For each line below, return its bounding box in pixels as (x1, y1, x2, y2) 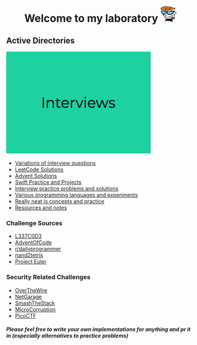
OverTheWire (14, 286, 48, 293)
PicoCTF (14, 312, 37, 319)
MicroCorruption (14, 305, 56, 313)
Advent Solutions (14, 172, 57, 179)
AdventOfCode (14, 239, 52, 246)
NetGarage (14, 293, 42, 300)
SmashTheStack (14, 299, 56, 307)
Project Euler (14, 258, 47, 265)
